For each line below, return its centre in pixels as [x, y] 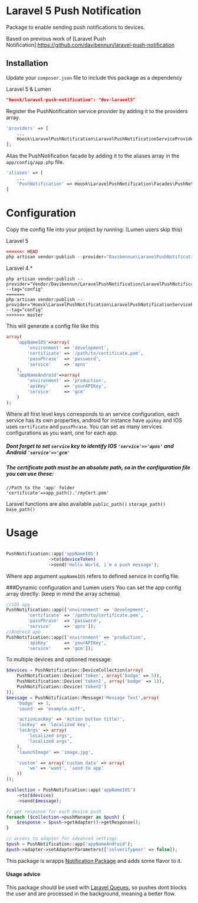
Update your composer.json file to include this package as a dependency [94, 77]
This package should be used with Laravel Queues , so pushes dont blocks [96, 888]
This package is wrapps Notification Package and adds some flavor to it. [94, 861]
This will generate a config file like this [52, 326]
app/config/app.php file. [35, 162]
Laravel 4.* [19, 268]
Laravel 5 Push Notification [74, 11]
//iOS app [18, 604]
